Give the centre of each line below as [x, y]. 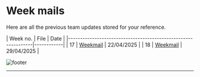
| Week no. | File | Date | [36, 38]
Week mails [35, 11]
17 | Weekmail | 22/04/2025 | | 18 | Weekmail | [126, 45]
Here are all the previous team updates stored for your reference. [86, 27]
